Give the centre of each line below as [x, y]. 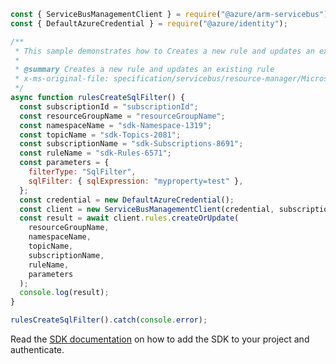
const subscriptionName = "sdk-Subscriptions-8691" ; [131, 144]
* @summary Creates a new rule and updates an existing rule [144, 70]
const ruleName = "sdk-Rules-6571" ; [95, 153]
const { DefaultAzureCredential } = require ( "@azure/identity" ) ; [149, 23]
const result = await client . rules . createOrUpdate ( [129, 218]
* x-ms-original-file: [62, 79]
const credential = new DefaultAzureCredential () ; [127, 200]
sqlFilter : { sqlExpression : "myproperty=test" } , [136, 181]
